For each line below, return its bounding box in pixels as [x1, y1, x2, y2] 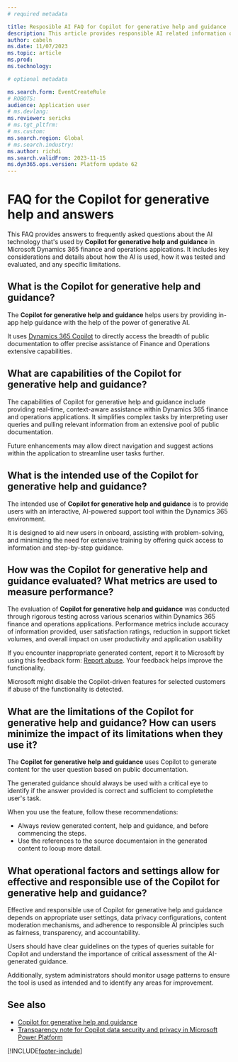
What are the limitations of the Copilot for [7, 705, 194, 717]
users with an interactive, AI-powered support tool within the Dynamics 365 [7, 507, 228, 515]
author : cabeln [7, 36, 52, 43]
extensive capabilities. [7, 347, 72, 355]
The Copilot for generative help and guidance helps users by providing [7, 310, 217, 319]
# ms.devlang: [7, 108, 50, 116]
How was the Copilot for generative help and [7, 563, 208, 575]
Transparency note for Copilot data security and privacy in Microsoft [17, 1025, 218, 1034]
